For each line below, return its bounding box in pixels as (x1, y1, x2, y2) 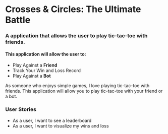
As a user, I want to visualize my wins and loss (12, 122, 109, 129)
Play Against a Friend (12, 62, 58, 69)
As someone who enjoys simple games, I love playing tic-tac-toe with (5, 83, 150, 89)
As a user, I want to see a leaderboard (12, 117, 92, 123)
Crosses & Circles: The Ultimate (5, 4, 141, 15)
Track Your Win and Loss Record (12, 68, 81, 74)
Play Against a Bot (12, 73, 51, 79)
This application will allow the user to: (5, 51, 87, 57)
